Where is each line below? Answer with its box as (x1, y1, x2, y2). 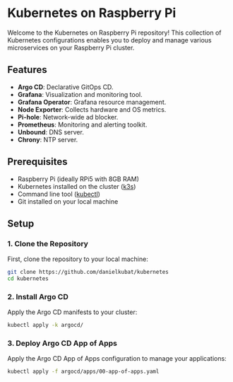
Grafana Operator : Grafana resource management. (17, 98, 167, 106)
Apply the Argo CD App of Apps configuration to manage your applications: (7, 354, 227, 363)
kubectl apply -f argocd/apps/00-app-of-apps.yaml (7, 368, 160, 376)
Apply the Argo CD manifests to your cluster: (7, 308, 138, 316)
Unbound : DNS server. (17, 127, 85, 136)
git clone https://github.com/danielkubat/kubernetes (7, 269, 169, 276)
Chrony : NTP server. (17, 135, 78, 144)
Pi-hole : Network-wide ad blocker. (17, 112, 119, 121)
